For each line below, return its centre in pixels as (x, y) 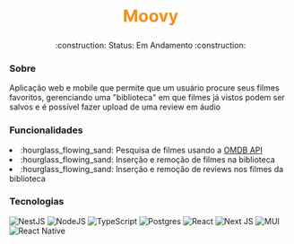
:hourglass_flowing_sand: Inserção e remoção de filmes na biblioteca (148, 159)
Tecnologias (37, 202)
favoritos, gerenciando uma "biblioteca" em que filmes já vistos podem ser (147, 98)
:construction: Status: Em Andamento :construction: (151, 45)
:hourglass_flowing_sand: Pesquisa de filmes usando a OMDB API (142, 150)
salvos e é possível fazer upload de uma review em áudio (115, 107)
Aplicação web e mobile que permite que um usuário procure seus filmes (144, 88)
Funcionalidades (46, 130)
